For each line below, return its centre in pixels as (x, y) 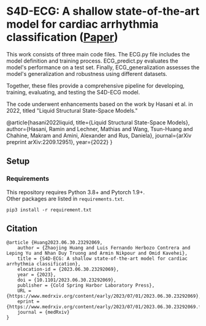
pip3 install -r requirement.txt (49, 210)
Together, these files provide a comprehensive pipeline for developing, (96, 85)
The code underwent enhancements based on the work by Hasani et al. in (100, 104)
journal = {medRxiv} (44, 313)
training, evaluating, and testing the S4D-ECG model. (73, 92)
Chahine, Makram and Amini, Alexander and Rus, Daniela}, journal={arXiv (99, 135)
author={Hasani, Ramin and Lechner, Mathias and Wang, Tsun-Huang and (100, 129)
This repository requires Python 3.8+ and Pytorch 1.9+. (76, 192)
